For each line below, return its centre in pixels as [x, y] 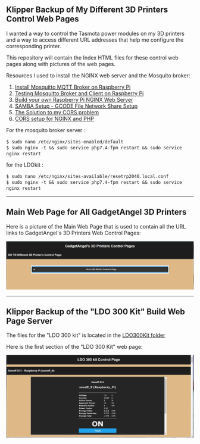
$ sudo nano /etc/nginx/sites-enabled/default [65, 142]
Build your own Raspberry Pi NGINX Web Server [74, 99]
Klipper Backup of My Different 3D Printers [87, 10]
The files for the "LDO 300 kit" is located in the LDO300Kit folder [86, 335]
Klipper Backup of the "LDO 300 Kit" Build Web [96, 312]
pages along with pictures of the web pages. [61, 64]
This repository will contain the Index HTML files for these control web [92, 57]
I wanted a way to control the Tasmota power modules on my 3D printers [95, 33]
